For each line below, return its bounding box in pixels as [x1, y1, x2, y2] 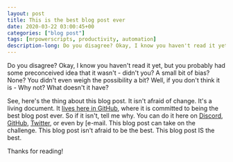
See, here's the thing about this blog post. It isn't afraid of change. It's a [7, 97, 213, 105]
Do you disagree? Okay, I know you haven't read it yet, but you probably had [7, 62, 225, 69]
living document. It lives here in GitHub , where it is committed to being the [7, 105, 218, 112]
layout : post [7, 10, 45, 17]
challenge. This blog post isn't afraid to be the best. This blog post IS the [7, 126, 215, 134]
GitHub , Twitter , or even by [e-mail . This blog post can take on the [7, 119, 196, 127]
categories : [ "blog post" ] [7, 29, 85, 37]
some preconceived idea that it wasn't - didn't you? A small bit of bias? [7, 69, 210, 77]
